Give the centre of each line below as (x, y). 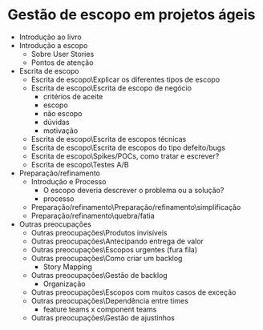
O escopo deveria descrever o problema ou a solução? (134, 190)
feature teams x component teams (100, 309)
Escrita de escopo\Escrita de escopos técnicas (109, 139)
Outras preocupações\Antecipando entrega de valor (117, 241)
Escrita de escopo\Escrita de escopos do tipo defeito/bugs (128, 147)
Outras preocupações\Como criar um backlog (107, 258)
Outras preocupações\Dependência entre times (110, 300)
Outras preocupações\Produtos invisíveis (99, 232)
